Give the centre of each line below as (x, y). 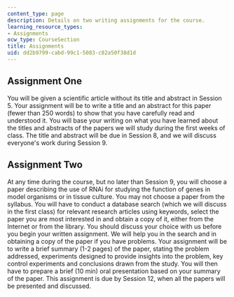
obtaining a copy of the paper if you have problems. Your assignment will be (117, 241)
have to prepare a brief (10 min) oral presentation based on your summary (114, 271)
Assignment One (45, 81)
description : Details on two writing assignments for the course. (106, 20)
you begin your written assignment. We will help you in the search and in (112, 234)
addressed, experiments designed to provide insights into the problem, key (115, 256)
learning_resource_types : (45, 27)
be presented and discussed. (49, 286)
